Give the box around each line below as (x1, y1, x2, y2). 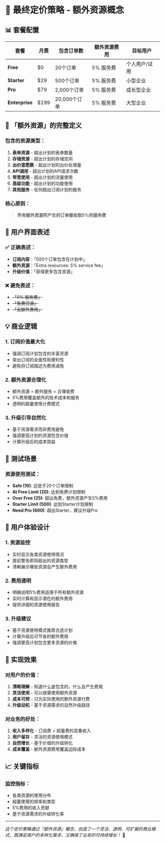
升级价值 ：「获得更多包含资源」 (12, 268, 75, 274)
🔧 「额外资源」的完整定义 (5, 121, 82, 130)
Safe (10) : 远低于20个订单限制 (12, 483, 74, 489)
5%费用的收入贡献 (12, 805, 50, 810)
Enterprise (7, 99, 33, 106)
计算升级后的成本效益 (12, 439, 55, 445)
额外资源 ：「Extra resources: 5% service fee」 (12, 262, 106, 268)
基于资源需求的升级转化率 (12, 810, 64, 816)
